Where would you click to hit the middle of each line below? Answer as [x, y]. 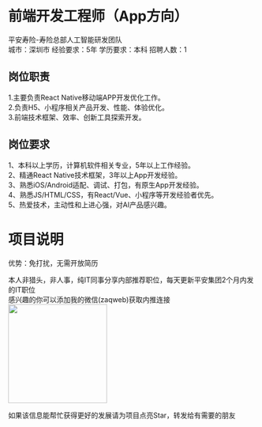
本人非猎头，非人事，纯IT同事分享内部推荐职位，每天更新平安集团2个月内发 [131, 280]
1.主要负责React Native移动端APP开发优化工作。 [86, 97]
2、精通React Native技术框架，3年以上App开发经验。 [95, 175]
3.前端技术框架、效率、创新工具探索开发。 [77, 117]
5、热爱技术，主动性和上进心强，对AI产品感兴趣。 [90, 204]
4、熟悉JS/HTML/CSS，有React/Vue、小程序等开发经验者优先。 [113, 195]
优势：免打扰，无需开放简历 [53, 263]
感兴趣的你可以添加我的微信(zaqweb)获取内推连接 [90, 299]
